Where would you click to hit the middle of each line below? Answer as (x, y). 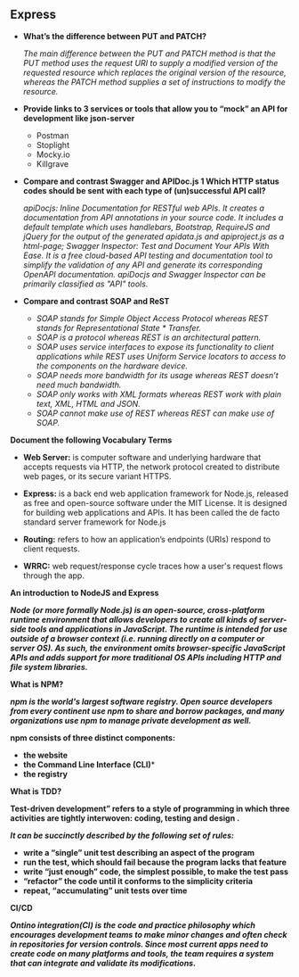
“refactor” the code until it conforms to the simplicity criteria (137, 881)
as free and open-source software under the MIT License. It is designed (155, 502)
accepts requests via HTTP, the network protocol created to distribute (151, 467)
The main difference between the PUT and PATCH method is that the (149, 54)
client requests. (51, 549)
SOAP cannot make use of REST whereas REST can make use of (155, 413)
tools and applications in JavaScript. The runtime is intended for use (158, 629)
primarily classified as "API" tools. (85, 284)
